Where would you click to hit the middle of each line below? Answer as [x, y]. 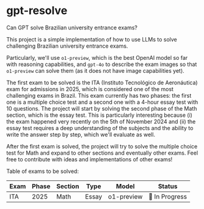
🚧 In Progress [168, 196]
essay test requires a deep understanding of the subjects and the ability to [100, 128]
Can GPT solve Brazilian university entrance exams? [72, 28]
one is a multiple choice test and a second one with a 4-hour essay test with [102, 102]
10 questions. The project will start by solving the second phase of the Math [102, 108]
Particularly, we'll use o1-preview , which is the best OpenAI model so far [97, 57]
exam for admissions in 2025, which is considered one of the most [90, 89]
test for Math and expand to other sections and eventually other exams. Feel [102, 153]
